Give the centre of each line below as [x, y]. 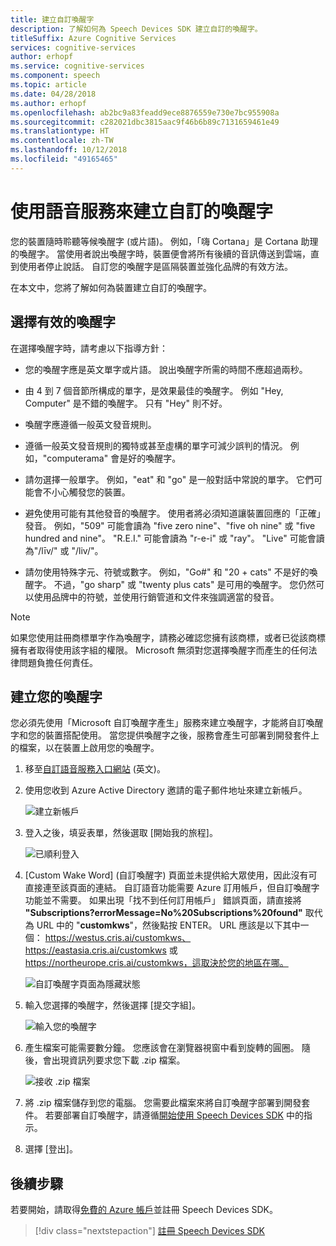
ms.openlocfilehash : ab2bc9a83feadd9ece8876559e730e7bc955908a [145, 112]
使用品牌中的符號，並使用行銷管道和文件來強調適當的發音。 [156, 597]
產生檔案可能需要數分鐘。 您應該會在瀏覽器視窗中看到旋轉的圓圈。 [162, 1048]
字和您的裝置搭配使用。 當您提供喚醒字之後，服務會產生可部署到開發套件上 [165, 735]
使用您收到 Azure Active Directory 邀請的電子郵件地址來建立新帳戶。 [166, 790]
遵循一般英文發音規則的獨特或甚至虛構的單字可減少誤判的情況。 [156, 445]
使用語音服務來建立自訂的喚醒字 [142, 211]
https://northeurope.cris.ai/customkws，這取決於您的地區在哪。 [156, 963]
